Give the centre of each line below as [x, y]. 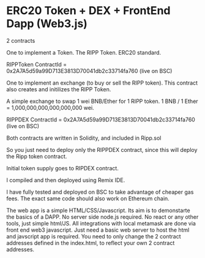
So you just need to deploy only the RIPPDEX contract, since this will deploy [102, 150]
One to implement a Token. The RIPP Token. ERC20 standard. [84, 52]
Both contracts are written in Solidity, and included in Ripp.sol [84, 138]
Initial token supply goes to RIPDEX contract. [63, 168]
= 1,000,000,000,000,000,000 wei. [50, 107]
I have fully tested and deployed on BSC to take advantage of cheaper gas [100, 192]
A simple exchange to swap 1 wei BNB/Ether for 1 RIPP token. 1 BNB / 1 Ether [102, 101]
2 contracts [21, 40]
